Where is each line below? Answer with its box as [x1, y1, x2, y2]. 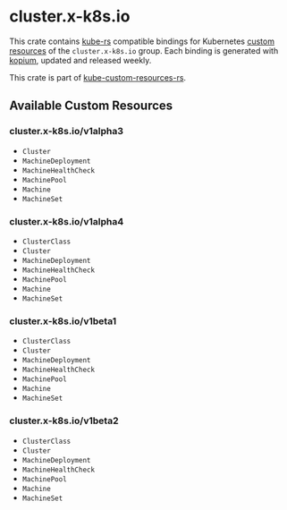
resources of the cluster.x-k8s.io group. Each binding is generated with [9, 45, 279, 55]
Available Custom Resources [9, 98, 173, 114]
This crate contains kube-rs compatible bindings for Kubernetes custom [9, 36, 275, 47]
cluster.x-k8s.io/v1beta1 [9, 315, 117, 327]
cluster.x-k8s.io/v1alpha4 [9, 215, 124, 227]
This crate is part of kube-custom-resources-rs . [9, 72, 186, 82]
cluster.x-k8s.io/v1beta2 [9, 414, 119, 427]
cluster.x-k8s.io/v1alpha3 [9, 125, 123, 138]
